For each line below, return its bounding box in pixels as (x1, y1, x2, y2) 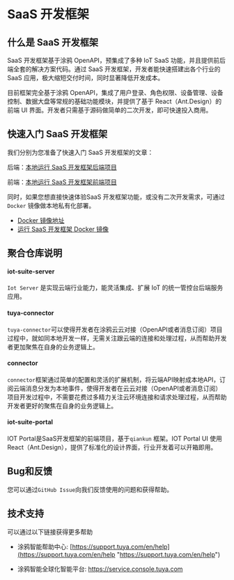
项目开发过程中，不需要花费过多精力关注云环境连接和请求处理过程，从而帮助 (7, 392, 227, 401)
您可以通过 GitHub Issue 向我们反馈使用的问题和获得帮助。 (7, 485, 173, 493)
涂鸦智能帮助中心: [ (17, 542, 72, 551)
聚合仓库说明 (7, 247, 63, 259)
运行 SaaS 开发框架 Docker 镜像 (17, 225, 109, 233)
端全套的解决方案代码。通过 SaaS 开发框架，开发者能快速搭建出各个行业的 (7, 65, 221, 73)
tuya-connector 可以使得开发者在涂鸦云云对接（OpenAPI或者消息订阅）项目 (7, 325, 223, 334)
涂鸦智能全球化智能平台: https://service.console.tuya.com (17, 565, 183, 573)
